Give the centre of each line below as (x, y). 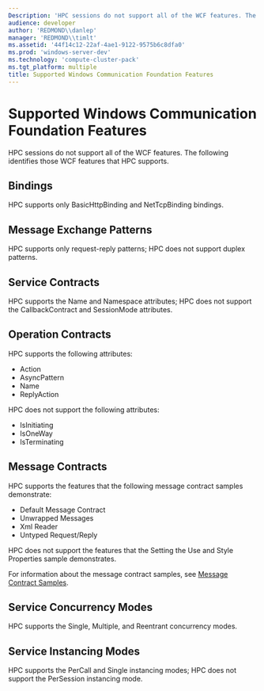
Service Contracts (54, 282)
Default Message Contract (62, 510)
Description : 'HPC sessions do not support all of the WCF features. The (132, 15)
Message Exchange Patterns (80, 229)
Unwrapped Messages (57, 518)
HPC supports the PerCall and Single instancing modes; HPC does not (123, 670)
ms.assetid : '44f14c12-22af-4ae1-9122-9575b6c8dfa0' (97, 45)
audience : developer (42, 23)
